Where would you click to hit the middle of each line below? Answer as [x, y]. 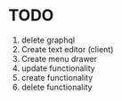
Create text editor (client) [67, 49]
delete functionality [57, 87]
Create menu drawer [59, 58]
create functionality [57, 77]
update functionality [58, 68]
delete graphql [48, 40]
